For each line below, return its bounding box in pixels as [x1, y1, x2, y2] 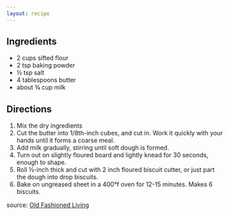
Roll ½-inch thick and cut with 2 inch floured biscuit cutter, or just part [16, 166, 215, 174]
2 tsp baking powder [16, 61, 75, 70]
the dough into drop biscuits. [16, 173, 98, 181]
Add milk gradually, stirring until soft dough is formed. [16, 144, 169, 152]
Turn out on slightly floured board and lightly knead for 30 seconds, [16, 151, 209, 159]
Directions [6, 103, 52, 115]
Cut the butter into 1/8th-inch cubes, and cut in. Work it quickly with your [16, 129, 223, 137]
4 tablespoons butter [16, 76, 76, 84]
